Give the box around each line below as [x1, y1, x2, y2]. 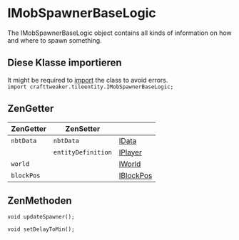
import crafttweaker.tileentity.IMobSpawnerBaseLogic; [7, 83, 174, 90]
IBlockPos [118, 170, 153, 180]
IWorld [118, 159, 141, 169]
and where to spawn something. [7, 36, 102, 44]
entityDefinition [53, 148, 113, 156]
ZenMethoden [7, 194, 73, 207]
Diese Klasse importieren [7, 57, 123, 69]
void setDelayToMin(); [7, 226, 75, 233]
